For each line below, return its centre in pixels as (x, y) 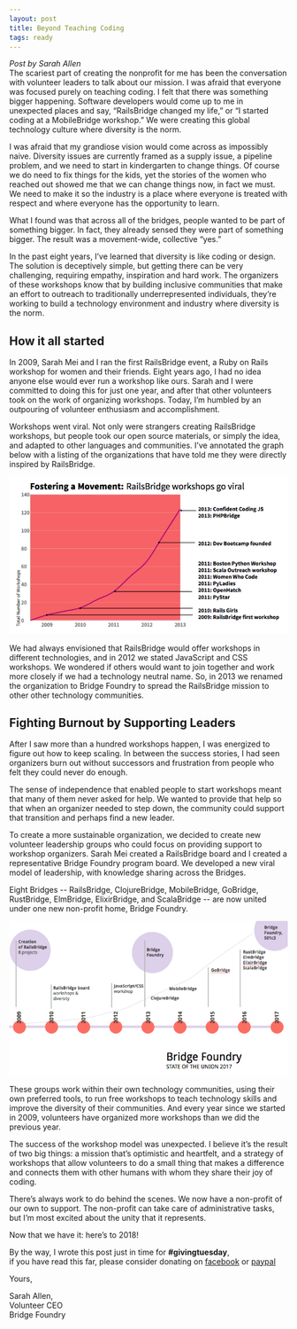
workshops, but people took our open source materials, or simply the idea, (145, 436)
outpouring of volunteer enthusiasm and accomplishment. (114, 410)
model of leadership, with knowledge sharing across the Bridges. (128, 872)
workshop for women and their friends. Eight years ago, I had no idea (135, 371)
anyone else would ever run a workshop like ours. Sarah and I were (131, 381)
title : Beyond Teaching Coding (67, 28)
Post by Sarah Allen (45, 64)
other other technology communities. (76, 695)
